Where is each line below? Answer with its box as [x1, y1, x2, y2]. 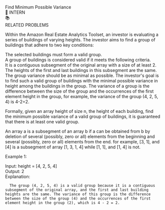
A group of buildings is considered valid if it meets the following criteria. [5, 57, 151, 63]
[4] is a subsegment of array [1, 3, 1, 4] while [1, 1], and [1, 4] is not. [5, 144, 141, 150]
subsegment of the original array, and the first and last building [5, 187, 149, 192]
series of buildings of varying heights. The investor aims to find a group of [5, 37, 156, 42]
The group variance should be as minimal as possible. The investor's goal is [5, 72, 159, 78]
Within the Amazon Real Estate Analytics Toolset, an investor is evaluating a [5, 32, 159, 37]
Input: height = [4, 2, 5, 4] [5, 163, 58, 169]
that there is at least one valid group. [5, 119, 80, 125]
